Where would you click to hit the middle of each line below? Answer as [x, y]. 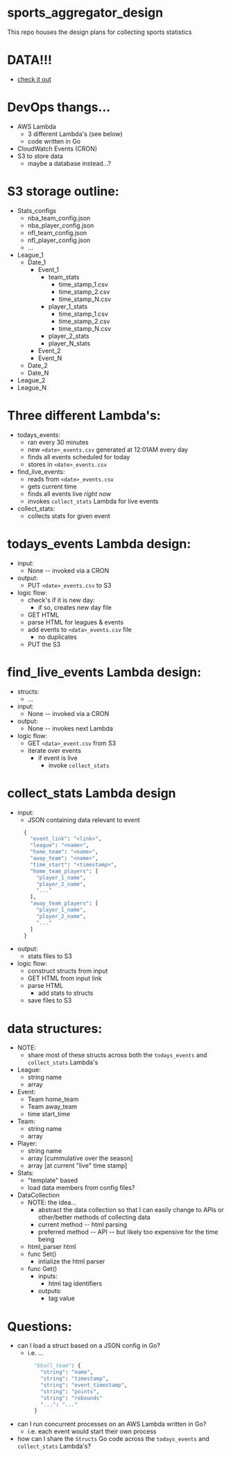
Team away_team [52, 1107]
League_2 [31, 380]
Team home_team [53, 1099]
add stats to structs [66, 993]
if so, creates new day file [75, 607]
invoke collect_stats [79, 765]
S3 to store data [40, 156]
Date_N [38, 373]
